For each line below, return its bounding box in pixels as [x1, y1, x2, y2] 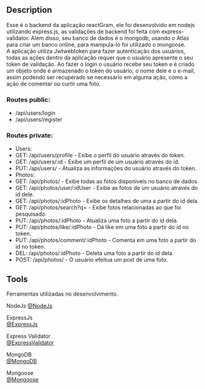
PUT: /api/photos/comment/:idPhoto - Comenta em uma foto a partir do [15, 237, 196, 244]
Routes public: [6, 95, 51, 104]
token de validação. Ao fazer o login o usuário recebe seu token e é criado [6, 60, 195, 68]
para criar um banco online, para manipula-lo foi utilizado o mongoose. [6, 41, 186, 48]
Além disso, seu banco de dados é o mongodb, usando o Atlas [31, 34, 190, 42]
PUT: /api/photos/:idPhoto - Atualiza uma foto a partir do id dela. [15, 217, 179, 224]
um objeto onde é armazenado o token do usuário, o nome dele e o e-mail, [6, 67, 195, 74]
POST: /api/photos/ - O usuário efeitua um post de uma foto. [15, 256, 168, 264]
